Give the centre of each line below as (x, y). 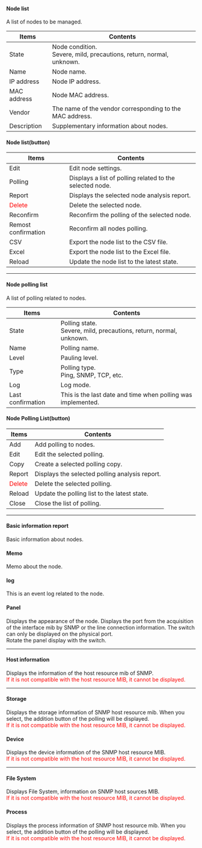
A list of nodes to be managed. (44, 22)
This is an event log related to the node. (55, 593)
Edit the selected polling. (69, 454)
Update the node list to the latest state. (124, 262)
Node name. (69, 72)
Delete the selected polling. (73, 484)
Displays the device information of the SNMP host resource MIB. (86, 752)
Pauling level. (79, 358)
